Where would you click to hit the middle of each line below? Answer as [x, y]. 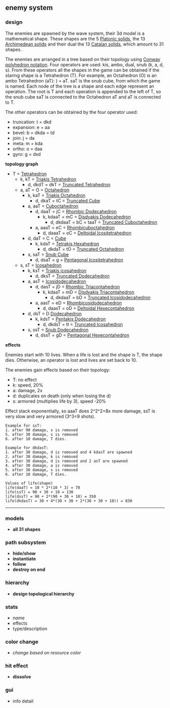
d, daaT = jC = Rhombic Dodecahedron [76, 211]
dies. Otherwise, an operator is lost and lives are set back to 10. [71, 360]
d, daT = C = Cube [47, 238]
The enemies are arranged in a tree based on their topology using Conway [83, 59]
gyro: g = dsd [27, 154]
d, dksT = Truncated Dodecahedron [72, 276]
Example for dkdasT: [27, 448]
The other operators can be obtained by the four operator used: [72, 112]
